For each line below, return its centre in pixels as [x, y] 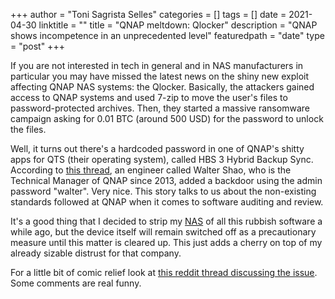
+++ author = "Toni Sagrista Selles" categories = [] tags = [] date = [148, 14]
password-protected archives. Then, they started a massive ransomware [160, 108]
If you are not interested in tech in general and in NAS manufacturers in [157, 65]
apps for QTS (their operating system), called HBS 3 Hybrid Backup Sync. [162, 159]
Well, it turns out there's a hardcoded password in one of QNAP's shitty [157, 148]
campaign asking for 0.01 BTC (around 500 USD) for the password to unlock [167, 118]
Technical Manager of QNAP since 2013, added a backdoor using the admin [166, 180]
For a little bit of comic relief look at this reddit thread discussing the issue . [164, 272]
